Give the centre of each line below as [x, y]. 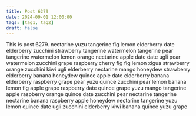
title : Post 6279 [27, 11]
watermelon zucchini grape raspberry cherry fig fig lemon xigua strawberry [98, 63]
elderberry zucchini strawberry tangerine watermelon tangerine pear [90, 51]
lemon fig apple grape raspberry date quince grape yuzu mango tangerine [96, 88]
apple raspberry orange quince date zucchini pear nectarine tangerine [92, 94]
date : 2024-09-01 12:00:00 [39, 17]
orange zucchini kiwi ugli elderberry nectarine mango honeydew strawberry [98, 69]
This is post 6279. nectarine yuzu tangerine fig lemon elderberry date [90, 45]
